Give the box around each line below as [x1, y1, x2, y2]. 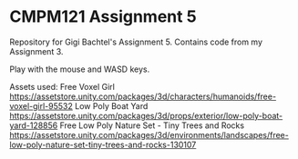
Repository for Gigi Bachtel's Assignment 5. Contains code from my [9, 36, 262, 47]
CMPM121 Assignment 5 [9, 6, 198, 27]
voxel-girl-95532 [9, 100, 73, 111]
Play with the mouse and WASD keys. [9, 64, 150, 75]
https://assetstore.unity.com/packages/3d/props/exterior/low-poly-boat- [9, 110, 283, 121]
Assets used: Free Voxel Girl [9, 81, 116, 92]
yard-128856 [9, 120, 58, 131]
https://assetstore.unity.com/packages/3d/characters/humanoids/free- [9, 91, 276, 102]
